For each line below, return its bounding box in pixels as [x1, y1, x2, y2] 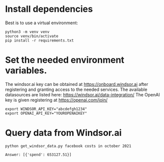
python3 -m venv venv [5, 29, 50, 34]
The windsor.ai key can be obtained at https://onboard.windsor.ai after [5, 81, 148, 87]
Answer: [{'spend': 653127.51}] [5, 152, 72, 157]
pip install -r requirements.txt [5, 38, 74, 43]
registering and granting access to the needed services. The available [5, 86, 147, 92]
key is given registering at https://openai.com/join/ [5, 97, 108, 103]
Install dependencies [5, 3, 93, 15]
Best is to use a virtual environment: [5, 20, 78, 26]
